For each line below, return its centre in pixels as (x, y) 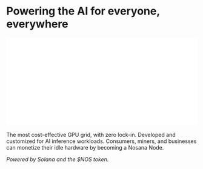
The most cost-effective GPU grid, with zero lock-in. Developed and (91, 134)
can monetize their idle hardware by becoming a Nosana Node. (85, 147)
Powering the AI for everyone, (83, 11)
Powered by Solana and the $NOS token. (58, 159)
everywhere (37, 24)
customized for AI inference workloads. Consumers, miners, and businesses (101, 141)
